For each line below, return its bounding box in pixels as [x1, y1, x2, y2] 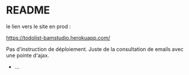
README [6, 4, 50, 17]
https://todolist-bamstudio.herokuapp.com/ [6, 34, 111, 41]
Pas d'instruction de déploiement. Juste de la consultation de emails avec [6, 45, 184, 53]
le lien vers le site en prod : [6, 23, 71, 30]
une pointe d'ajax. [6, 52, 50, 59]
